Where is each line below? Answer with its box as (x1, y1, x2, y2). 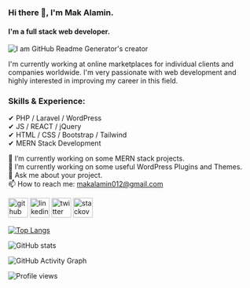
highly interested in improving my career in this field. (8, 76, 178, 86)
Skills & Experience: (8, 96, 86, 107)
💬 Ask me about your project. (8, 171, 103, 180)
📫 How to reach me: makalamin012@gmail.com (8, 179, 164, 189)
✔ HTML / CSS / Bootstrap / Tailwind (8, 130, 127, 140)
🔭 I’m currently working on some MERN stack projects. (8, 153, 185, 164)
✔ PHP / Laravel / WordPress (8, 113, 102, 123)
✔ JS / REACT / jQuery (8, 122, 82, 131)
